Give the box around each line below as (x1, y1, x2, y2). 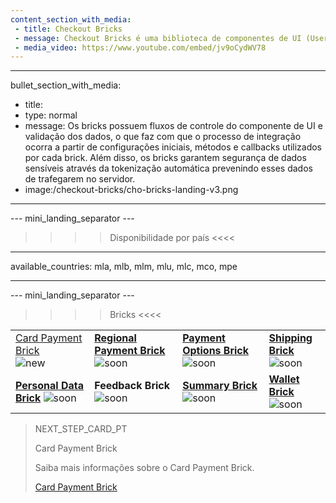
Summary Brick (182, 379, 258, 393)
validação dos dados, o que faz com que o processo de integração (24, 131, 302, 143)
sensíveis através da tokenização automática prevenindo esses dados (24, 162, 313, 175)
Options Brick (182, 344, 250, 358)
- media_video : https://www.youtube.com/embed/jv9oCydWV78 (14, 42, 267, 53)
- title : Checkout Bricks (14, 24, 123, 34)
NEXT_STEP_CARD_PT (34, 423, 128, 435)
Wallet (268, 372, 300, 386)
